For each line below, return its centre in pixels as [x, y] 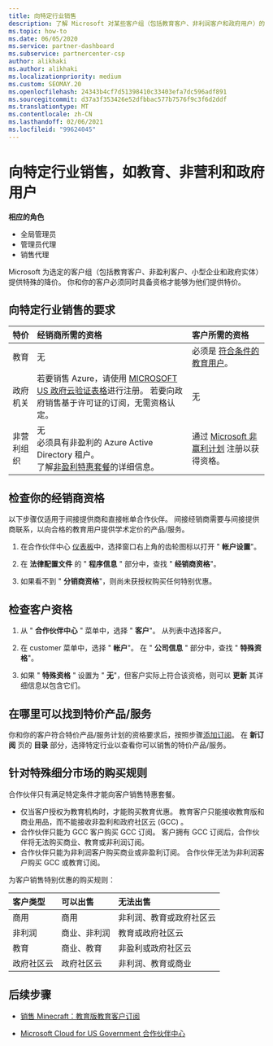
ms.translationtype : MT [49, 107]
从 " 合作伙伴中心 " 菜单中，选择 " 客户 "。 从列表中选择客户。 [123, 631]
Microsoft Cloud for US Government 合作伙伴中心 [103, 1033]
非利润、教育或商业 [155, 963]
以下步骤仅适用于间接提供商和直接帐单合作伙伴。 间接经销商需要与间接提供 [134, 519]
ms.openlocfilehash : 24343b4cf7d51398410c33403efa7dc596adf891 [118, 92]
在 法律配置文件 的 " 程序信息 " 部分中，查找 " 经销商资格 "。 [120, 564]
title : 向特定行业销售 [43, 16]
